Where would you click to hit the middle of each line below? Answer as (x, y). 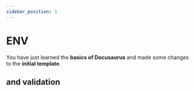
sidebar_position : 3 (32, 12)
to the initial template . (34, 63)
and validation (33, 82)
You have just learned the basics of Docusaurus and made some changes (97, 57)
